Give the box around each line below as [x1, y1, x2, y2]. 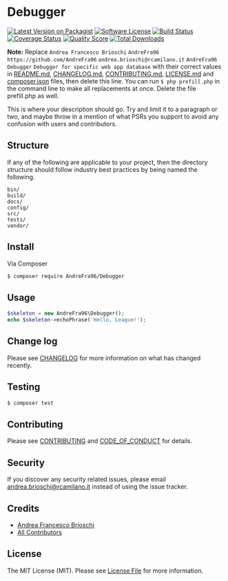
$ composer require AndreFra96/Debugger [7, 273, 125, 279]
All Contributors [17, 528, 62, 536]
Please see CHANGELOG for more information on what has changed [7, 353, 201, 362]
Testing [7, 381, 41, 393]
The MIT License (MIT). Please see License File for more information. [7, 567, 203, 575]
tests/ [7, 216, 26, 223]
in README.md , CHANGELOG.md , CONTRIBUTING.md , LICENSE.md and [7, 70, 214, 78]
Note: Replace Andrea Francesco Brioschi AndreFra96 [7, 48, 160, 56]
